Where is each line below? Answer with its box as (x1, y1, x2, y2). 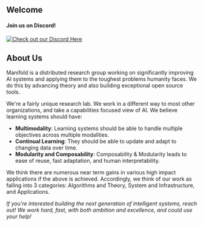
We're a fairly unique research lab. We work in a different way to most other (6, 100, 195, 108)
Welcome (6, 5, 43, 15)
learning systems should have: (6, 113, 83, 120)
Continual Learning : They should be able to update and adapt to (15, 138, 177, 145)
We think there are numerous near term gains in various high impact (6, 169, 176, 176)
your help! (6, 213, 32, 221)
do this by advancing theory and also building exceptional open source (6, 82, 184, 89)
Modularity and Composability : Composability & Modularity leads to (15, 151, 187, 158)
